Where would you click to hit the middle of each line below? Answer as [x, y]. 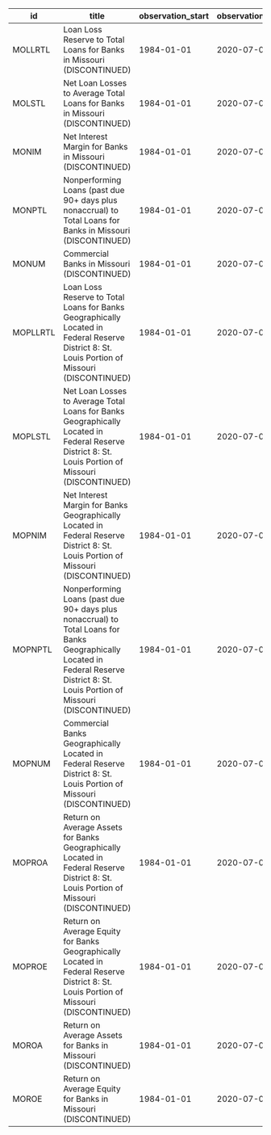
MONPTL [30, 210]
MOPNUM [31, 764]
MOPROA [30, 862]
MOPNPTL [32, 649]
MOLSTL [29, 103]
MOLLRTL [31, 50]
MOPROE [30, 967]
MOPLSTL [31, 437]
